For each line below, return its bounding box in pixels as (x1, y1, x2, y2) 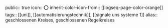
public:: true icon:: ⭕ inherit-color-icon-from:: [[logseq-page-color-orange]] (5, 4, 163, 10)
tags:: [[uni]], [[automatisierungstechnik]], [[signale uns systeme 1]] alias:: (5, 12, 158, 17)
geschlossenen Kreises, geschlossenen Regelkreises (5, 17, 115, 23)
